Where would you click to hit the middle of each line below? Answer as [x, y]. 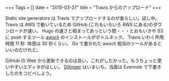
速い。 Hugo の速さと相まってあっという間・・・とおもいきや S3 [95, 31]
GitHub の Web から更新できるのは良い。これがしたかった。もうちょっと [81, 60]
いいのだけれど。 [23, 50]
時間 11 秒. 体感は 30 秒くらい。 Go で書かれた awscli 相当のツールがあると [83, 44]
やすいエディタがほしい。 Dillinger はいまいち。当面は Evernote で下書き [85, 67]
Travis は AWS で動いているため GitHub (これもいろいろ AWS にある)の [79, 25]
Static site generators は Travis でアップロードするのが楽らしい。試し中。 [82, 18]
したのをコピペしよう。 [30, 73]
